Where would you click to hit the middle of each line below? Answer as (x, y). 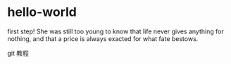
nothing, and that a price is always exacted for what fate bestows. (103, 38)
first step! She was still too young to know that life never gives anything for (115, 31)
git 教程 (18, 53)
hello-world (42, 12)
